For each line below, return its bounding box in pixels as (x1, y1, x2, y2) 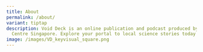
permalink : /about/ (6, 14, 56, 20)
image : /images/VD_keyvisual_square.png (6, 36, 110, 42)
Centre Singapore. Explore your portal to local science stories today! (11, 31, 199, 37)
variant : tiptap (6, 20, 47, 26)
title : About (6, 8, 39, 15)
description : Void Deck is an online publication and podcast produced (6, 25, 190, 32)
